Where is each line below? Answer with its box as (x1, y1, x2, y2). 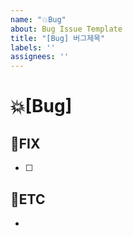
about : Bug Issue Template (10, 24, 123, 34)
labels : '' (10, 42, 56, 53)
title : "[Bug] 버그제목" (10, 33, 106, 43)
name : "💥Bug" (10, 14, 67, 25)
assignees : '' (10, 52, 70, 62)
